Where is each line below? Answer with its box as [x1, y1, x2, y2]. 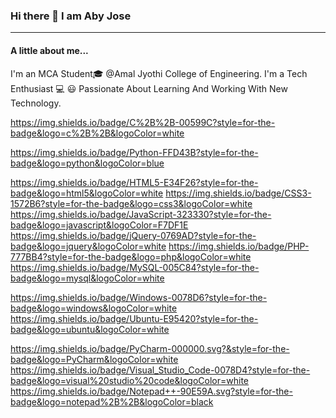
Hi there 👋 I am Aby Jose [10, 9, 132, 23]
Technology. [10, 97, 62, 109]
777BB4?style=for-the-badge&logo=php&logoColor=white [10, 250, 252, 263]
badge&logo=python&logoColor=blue [10, 157, 165, 169]
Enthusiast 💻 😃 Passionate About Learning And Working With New [10, 82, 288, 94]
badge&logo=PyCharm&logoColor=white [10, 353, 179, 365]
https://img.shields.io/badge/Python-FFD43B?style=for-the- [10, 146, 259, 158]
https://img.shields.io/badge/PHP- [168, 240, 310, 252]
